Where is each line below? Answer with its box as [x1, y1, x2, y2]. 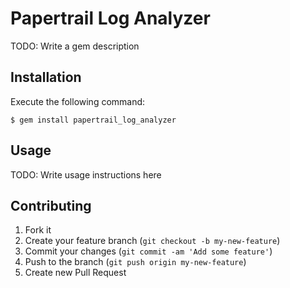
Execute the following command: [10, 95, 146, 107]
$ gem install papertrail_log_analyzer [10, 115, 177, 125]
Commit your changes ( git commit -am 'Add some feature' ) [24, 245, 273, 257]
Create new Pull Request [24, 267, 127, 279]
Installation [10, 69, 82, 86]
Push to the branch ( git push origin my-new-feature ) [24, 256, 247, 268]
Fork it [24, 224, 52, 236]
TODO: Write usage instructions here [10, 168, 162, 181]
